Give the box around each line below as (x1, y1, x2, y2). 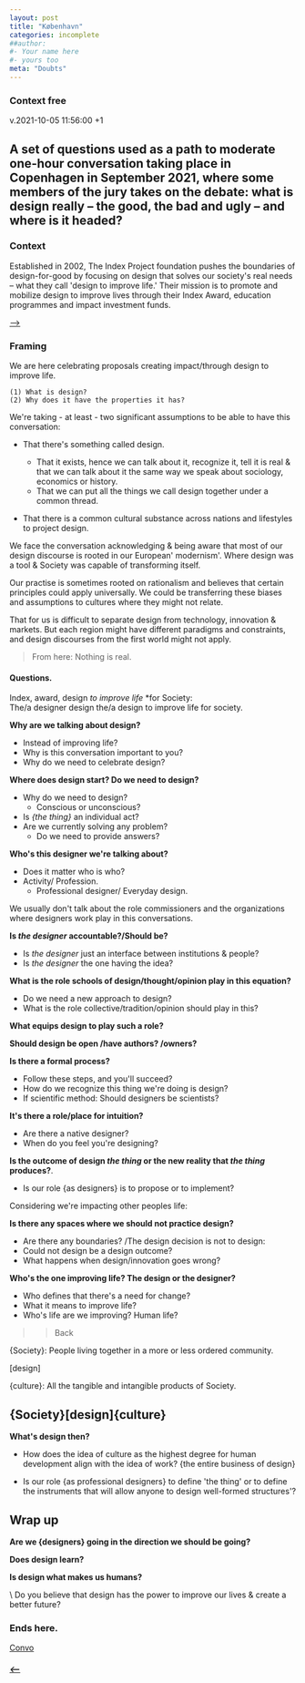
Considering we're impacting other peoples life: (9, 1200, 188, 1212)
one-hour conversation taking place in (9, 156, 232, 171)
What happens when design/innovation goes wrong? (22, 1255, 221, 1267)
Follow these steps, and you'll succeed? (22, 1073, 173, 1084)
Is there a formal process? (9, 1056, 111, 1067)
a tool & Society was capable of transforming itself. (9, 559, 201, 570)
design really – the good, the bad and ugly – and (9, 198, 285, 214)
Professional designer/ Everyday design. (36, 886, 188, 897)
